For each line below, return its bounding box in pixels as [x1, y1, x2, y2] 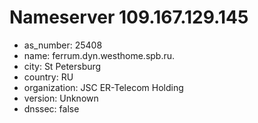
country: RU [23, 71, 74, 83]
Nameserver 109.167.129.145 [9, 6, 249, 29]
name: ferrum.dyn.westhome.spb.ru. [23, 49, 176, 61]
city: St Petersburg [23, 60, 102, 72]
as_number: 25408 [23, 39, 103, 51]
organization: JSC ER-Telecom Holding [23, 81, 184, 93]
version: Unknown [23, 92, 99, 104]
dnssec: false [23, 102, 80, 115]
